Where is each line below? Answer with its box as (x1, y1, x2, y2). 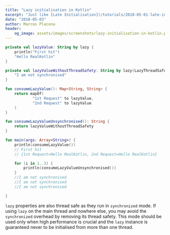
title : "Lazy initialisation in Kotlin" (5, 7, 92, 13)
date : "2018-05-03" (5, 17, 47, 22)
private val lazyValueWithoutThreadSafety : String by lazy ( (5, 68, 135, 73)
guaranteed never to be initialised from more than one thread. (5, 224, 134, 230)
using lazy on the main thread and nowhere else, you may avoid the (5, 208, 147, 214)
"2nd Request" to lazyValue (32, 101, 92, 106)
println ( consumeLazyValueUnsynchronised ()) (23, 165, 116, 171)
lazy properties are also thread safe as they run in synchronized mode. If (5, 203, 156, 209)
